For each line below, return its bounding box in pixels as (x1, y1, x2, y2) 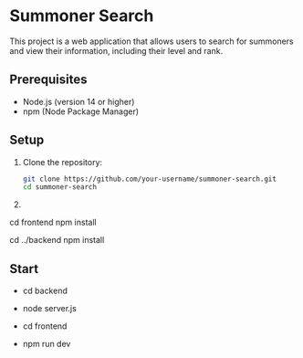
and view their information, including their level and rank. (9, 45, 224, 56)
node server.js (22, 303, 78, 314)
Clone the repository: (22, 156, 103, 167)
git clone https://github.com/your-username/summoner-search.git (22, 174, 277, 184)
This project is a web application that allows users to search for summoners (9, 36, 294, 47)
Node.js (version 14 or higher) (22, 96, 135, 107)
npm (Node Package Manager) (22, 106, 140, 117)
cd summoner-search (22, 183, 98, 192)
